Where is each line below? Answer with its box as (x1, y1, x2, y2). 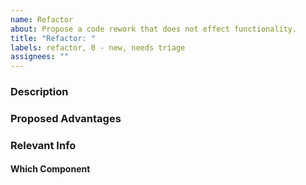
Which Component (10, 163, 91, 175)
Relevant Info (10, 138, 77, 152)
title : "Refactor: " (10, 33, 97, 43)
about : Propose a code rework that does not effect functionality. (10, 24, 298, 34)
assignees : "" (10, 52, 70, 62)
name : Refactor (10, 14, 74, 25)
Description (10, 85, 69, 99)
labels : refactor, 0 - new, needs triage (10, 42, 186, 53)
